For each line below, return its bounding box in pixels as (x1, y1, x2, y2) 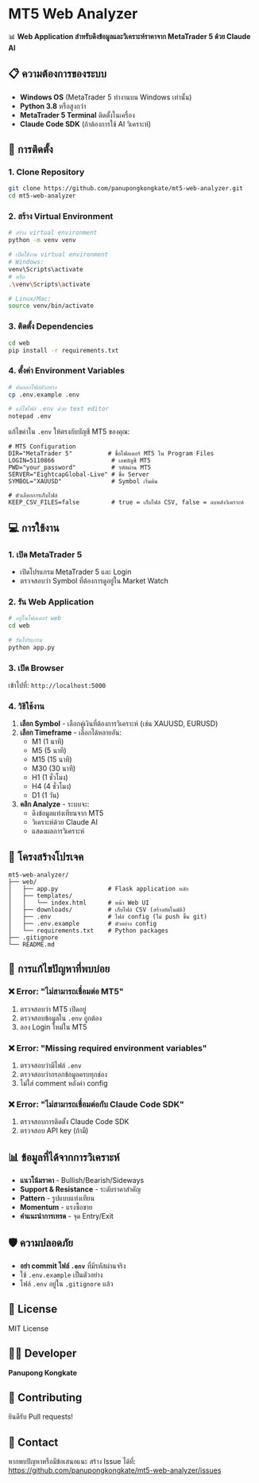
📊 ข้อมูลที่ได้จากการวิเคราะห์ (8, 1150, 120, 1164)
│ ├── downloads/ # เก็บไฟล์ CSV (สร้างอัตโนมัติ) (8, 906, 187, 914)
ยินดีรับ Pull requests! (8, 1412, 74, 1422)
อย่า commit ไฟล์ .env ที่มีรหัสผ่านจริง (19, 1261, 126, 1270)
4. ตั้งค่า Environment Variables (8, 365, 126, 377)
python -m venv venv (8, 236, 77, 244)
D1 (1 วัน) (31, 790, 60, 800)
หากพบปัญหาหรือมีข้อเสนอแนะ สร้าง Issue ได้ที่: (8, 1457, 137, 1466)
